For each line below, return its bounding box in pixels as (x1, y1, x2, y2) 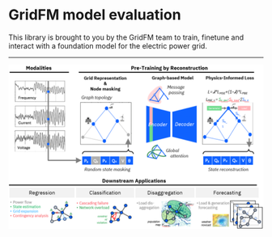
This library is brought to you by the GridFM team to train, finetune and (8, 32, 244, 42)
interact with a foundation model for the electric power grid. (8, 40, 208, 50)
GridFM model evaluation (8, 6, 181, 24)
